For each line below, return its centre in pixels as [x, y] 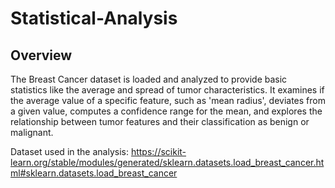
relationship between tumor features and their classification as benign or [160, 121]
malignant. [32, 132]
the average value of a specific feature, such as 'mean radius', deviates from [168, 100]
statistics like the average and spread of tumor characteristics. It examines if [167, 90]
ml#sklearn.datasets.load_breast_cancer [94, 173]
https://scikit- [158, 151]
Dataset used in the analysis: [69, 151]
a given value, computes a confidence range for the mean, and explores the [166, 111]
